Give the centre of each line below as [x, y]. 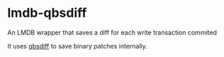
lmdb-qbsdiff [47, 13]
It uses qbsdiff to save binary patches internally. [77, 46]
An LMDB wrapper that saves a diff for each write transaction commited [112, 32]
